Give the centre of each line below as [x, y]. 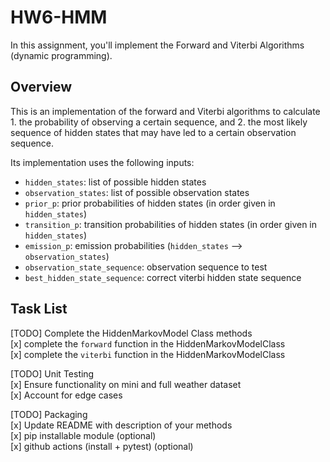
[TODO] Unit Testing [52, 373]
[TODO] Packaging [49, 414]
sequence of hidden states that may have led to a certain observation [153, 132]
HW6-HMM [59, 17]
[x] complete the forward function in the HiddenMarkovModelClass [148, 343]
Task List [39, 309]
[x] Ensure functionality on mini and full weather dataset [126, 384]
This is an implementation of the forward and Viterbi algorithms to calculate [165, 111]
